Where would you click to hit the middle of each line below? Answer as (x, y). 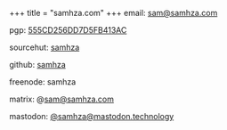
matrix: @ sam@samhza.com (61, 99)
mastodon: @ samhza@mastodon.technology (92, 116)
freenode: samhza (43, 82)
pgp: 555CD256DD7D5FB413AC (68, 30)
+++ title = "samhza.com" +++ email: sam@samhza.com (113, 13)
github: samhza (38, 65)
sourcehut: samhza (45, 47)
